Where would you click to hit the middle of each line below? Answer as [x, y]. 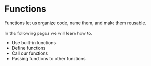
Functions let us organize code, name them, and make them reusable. [75, 23]
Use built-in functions [34, 42]
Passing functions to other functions [49, 58]
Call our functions [30, 53]
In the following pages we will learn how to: [49, 33]
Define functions [29, 48]
